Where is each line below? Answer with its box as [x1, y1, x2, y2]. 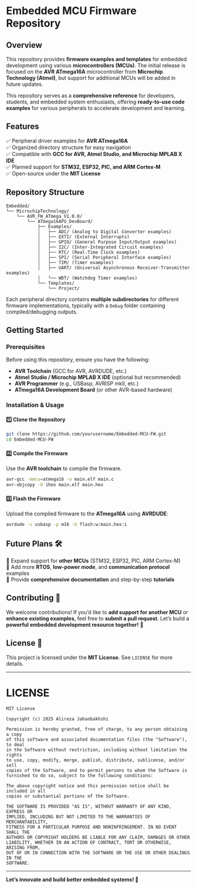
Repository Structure [6, 187, 85, 198]
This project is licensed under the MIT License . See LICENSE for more [6, 654, 173, 661]
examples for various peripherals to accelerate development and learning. [6, 105, 186, 111]
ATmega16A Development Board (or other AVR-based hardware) [14, 387, 173, 394]
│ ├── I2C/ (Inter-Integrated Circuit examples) [37, 244, 164, 250]
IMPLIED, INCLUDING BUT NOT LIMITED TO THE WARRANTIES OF [6, 814, 151, 820]
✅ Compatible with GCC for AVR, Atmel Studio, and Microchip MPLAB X [6, 150, 183, 157]
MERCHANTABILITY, [6, 819, 49, 825]
